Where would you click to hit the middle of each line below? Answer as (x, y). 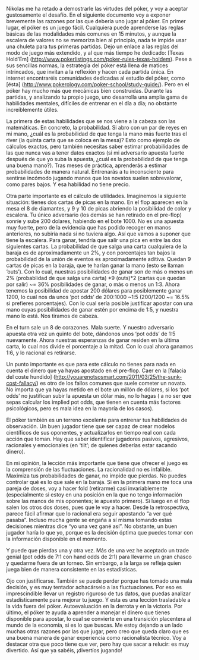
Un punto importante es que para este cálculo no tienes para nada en (91, 364)
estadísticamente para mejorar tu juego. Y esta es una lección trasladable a (98, 600)
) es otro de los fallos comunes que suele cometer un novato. (111, 383)
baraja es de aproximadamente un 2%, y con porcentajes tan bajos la (91, 253)
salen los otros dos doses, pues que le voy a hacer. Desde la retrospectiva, (98, 507)
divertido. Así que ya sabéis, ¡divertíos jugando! (64, 650)
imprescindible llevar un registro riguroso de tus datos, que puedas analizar (99, 593)
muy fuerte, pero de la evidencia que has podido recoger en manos (89, 227)
